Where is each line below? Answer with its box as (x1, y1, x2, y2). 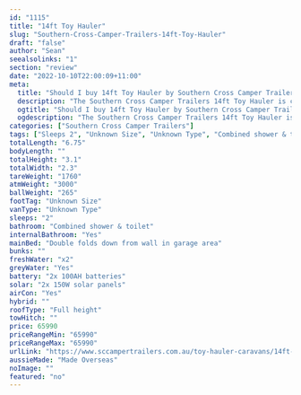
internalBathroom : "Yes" (9, 230, 102, 239)
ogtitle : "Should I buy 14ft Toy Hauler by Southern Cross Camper (17, 105, 271, 114)
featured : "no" (9, 372, 66, 382)
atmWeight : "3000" (9, 180, 78, 189)
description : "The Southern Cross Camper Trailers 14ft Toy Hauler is (17, 96, 287, 106)
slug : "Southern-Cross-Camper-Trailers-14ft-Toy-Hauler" (9, 30, 227, 39)
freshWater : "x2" (9, 255, 74, 265)
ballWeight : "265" (9, 189, 78, 197)
